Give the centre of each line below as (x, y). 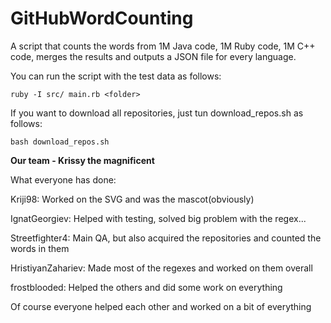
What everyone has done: (63, 179)
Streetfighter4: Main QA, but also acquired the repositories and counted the (166, 238)
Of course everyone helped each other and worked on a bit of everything (161, 306)
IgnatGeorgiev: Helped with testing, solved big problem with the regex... (158, 218)
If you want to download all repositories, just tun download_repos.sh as (157, 113)
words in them (40, 248)
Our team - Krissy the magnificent (82, 160)
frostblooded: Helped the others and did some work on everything (146, 287)
